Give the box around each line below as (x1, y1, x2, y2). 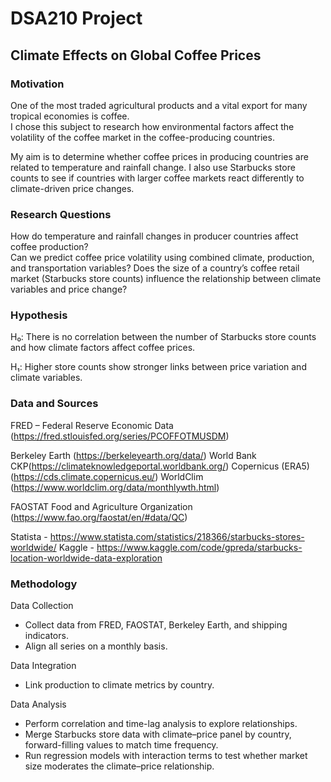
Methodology (10, 577, 78, 591)
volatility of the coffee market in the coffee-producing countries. (10, 131, 275, 143)
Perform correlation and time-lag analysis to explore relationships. (24, 718, 298, 730)
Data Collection (10, 600, 74, 612)
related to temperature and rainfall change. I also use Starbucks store (10, 161, 296, 173)
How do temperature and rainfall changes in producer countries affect (10, 230, 299, 242)
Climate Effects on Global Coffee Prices (10, 47, 262, 64)
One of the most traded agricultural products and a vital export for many (10, 99, 308, 111)
